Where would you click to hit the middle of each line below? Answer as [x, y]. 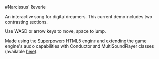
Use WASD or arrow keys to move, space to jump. [56, 31]
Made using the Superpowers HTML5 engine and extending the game [76, 41]
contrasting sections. [27, 22]
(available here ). [21, 51]
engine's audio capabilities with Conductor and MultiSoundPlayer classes [79, 46]
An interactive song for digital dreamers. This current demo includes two [79, 16]
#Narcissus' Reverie [25, 7]
